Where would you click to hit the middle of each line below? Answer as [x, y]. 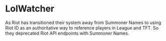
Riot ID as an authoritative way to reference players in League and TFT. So [82, 27]
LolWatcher [30, 9]
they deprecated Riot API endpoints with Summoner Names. [67, 33]
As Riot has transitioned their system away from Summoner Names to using [83, 22]
